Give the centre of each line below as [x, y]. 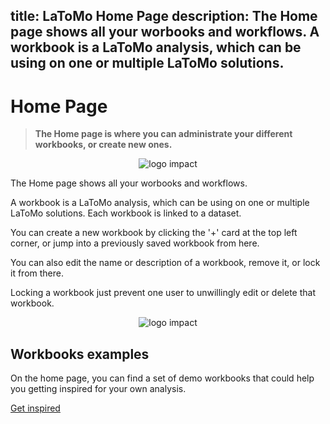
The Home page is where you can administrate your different [163, 134]
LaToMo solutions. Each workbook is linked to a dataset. [126, 213]
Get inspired [35, 408]
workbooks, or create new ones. [103, 145]
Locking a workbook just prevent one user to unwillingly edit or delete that [163, 293]
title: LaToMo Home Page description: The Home [164, 16]
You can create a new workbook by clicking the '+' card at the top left [154, 233]
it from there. [37, 273]
